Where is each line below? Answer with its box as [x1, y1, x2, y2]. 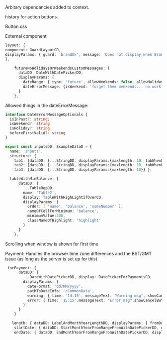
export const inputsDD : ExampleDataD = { [5, 144, 92, 149]
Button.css [5, 23, 27, 29]
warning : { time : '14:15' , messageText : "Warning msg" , [27, 293, 146, 298]
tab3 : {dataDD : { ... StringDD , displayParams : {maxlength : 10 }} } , [14, 167, 153, 172]
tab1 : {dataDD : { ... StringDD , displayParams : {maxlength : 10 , [14, 158, 144, 163]
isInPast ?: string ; [9, 116, 50, 121]
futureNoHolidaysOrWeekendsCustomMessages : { [14, 66, 110, 71]
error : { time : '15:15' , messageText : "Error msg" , [27, 298, 135, 303]
